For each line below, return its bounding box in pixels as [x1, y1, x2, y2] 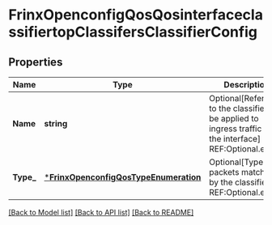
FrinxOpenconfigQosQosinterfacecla [8, 6, 263, 24]
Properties [8, 55, 63, 69]
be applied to [209, 113, 259, 124]
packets [209, 167, 240, 177]
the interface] [209, 134, 261, 144]
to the [209, 103, 232, 114]
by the [209, 176, 233, 188]
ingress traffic [209, 123, 262, 134]
